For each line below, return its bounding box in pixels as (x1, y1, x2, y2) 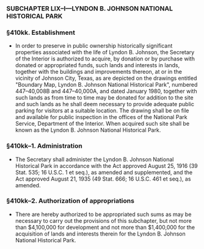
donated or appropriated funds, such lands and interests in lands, (15, 62, 180, 69)
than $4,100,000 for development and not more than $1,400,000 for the (15, 223, 195, 231)
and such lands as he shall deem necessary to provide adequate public (15, 101, 194, 108)
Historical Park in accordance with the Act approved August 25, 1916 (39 (15, 162, 199, 169)
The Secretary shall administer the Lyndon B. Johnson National (15, 156, 174, 163)
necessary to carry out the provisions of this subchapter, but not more (15, 217, 192, 224)
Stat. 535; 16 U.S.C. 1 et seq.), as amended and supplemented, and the (15, 168, 193, 176)
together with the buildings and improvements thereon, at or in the (15, 68, 182, 76)
